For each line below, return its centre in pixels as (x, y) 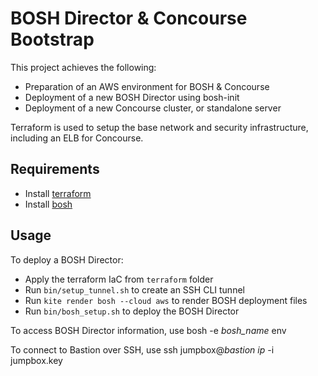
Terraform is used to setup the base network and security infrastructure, (159, 127)
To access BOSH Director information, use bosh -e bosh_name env (148, 330)
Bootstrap (52, 39)
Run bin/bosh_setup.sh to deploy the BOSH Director (132, 311)
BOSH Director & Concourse (129, 18)
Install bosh (48, 204)
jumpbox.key (36, 360)
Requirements (55, 169)
